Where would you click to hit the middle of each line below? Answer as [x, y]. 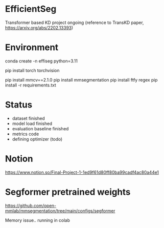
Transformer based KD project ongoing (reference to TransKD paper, [75, 22]
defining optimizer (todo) [37, 139]
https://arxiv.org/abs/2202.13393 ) [39, 27]
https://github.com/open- [31, 206]
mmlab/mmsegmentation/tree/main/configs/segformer [60, 210]
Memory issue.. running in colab [37, 220]
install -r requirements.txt [31, 85]
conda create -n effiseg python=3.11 [41, 61]
